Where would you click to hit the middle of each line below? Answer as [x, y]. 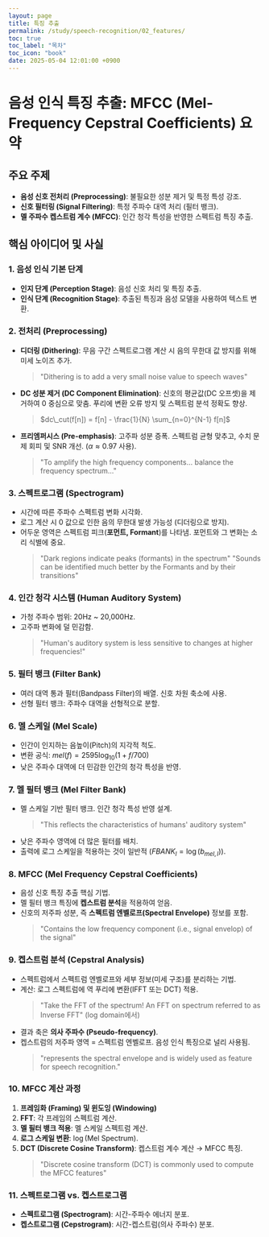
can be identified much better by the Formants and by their [138, 567]
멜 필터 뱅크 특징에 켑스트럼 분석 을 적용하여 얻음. [96, 903]
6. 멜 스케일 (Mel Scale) [53, 726]
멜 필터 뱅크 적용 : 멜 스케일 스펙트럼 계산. [84, 1127]
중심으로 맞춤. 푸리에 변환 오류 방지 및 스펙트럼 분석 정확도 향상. [148, 403]
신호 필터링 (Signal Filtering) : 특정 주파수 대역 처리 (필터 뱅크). [119, 206]
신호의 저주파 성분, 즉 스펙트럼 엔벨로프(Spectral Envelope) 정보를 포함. [134, 913]
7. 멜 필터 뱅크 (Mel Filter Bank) [67, 789]
